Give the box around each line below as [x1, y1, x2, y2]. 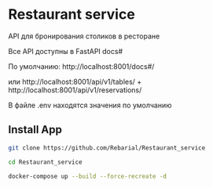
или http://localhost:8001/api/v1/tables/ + [8, 77, 142, 86]
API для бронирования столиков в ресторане [8, 31, 160, 41]
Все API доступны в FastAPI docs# [8, 46, 123, 56]
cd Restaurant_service [8, 158, 83, 166]
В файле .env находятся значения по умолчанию [8, 100, 172, 110]
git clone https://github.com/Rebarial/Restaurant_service [8, 143, 206, 152]
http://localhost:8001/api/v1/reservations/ [8, 85, 142, 95]
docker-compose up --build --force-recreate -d [8, 172, 167, 180]
